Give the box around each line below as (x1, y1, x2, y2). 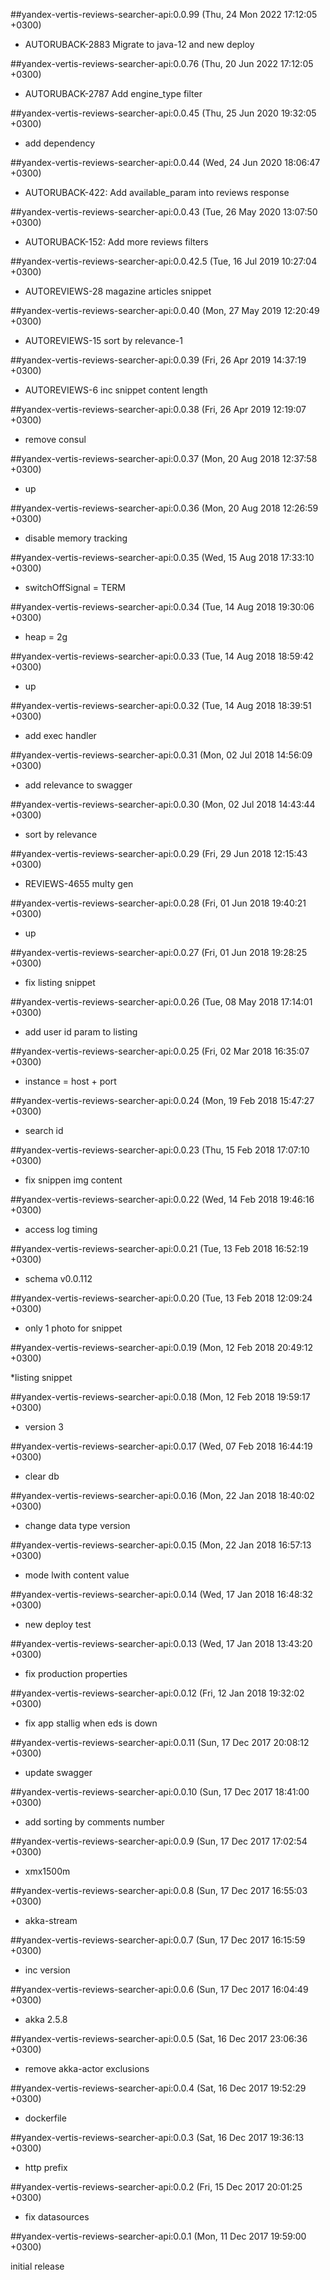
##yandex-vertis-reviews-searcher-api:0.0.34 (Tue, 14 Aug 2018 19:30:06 (10, 601, 315, 613)
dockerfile (24, 2112, 67, 2124)
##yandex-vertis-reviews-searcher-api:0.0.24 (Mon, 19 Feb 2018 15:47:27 (10, 1095, 315, 1106)
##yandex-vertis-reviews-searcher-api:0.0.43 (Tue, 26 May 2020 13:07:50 (10, 206, 318, 218)
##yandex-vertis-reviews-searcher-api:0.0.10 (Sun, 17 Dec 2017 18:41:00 (10, 1786, 310, 1798)
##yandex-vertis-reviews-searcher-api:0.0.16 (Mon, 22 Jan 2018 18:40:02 (10, 1490, 315, 1501)
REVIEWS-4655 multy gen (24, 878, 134, 889)
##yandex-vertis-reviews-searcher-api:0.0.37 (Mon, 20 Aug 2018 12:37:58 (10, 453, 318, 464)
